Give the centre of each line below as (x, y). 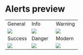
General (16, 24)
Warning (65, 24)
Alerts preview (35, 9)
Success (17, 38)
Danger (40, 38)
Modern (65, 38)
